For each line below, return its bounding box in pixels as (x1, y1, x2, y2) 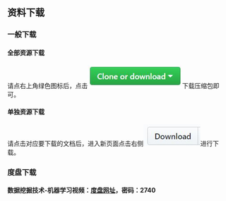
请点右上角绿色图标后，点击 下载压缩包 (7, 81, 213, 90)
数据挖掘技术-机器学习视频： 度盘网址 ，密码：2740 (7, 186, 156, 195)
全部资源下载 (7, 48, 44, 56)
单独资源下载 (7, 108, 44, 116)
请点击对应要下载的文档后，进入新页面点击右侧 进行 (7, 139, 213, 147)
